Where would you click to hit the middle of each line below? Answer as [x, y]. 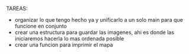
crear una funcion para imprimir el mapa [64, 45]
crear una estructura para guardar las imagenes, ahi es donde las [94, 32]
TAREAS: [17, 9]
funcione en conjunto [41, 26]
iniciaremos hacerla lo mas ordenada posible [69, 38]
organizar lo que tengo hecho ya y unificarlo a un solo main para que [99, 20]
